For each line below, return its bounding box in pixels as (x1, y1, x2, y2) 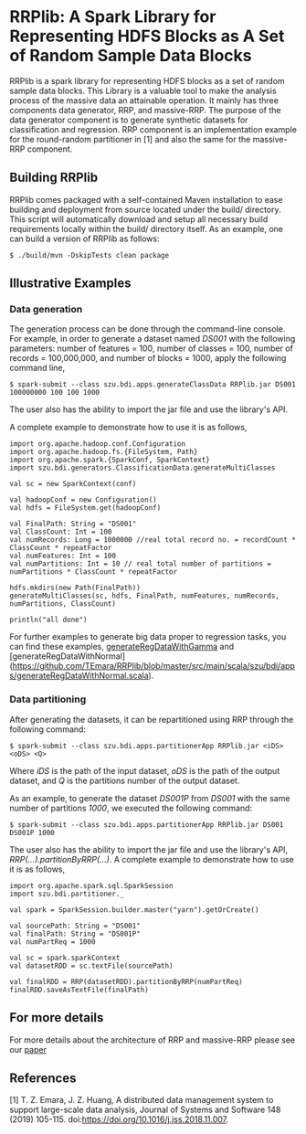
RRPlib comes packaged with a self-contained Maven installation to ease (9, 194, 283, 205)
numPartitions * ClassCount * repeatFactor (9, 567, 178, 577)
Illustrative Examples (9, 276, 132, 291)
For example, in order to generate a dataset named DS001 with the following (9, 334, 296, 344)
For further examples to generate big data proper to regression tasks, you (9, 631, 287, 642)
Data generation (9, 303, 83, 316)
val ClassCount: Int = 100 (9, 527, 112, 536)
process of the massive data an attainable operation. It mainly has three (9, 94, 279, 106)
